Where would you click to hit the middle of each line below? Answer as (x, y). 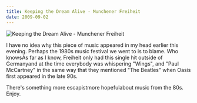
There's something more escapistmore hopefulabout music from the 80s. (95, 87)
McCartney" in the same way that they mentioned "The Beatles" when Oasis (98, 70)
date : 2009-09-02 (27, 17)
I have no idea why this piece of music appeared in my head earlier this (92, 45)
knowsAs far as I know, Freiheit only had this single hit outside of (84, 57)
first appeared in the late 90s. (42, 76)
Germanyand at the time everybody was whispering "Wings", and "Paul (93, 63)
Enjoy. (14, 94)
